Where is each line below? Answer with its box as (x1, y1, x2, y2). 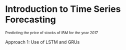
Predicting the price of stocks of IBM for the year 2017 (5, 30, 98, 35)
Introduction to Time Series (5, 3, 121, 15)
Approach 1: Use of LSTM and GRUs (5, 39, 80, 45)
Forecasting (5, 14, 56, 25)
